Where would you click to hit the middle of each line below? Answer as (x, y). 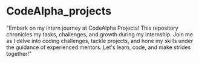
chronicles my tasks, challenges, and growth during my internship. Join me (100, 34)
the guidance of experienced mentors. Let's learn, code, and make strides (99, 47)
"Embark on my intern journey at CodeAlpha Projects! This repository (92, 28)
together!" (19, 53)
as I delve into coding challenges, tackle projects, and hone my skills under (100, 41)
